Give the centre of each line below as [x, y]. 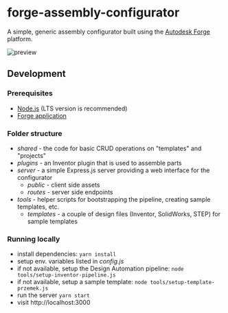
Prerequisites [30, 93]
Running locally [34, 239]
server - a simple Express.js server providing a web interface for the [113, 170]
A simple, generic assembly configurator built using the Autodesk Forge [109, 32]
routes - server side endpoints [70, 192]
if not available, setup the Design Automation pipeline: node [100, 268]
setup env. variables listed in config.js [70, 262]
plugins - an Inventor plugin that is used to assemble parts [99, 163]
